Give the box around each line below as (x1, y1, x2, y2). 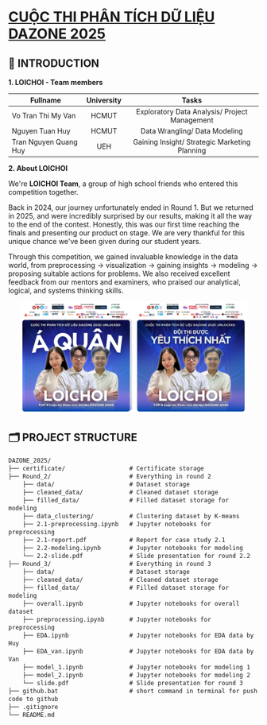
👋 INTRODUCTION (8, 56, 99, 70)
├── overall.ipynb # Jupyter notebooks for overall (22, 600, 240, 608)
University (86, 95, 122, 105)
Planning (177, 145, 207, 155)
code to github (8, 696, 59, 704)
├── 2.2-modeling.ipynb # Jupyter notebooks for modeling (22, 545, 244, 552)
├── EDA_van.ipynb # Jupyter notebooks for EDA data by (22, 648, 254, 656)
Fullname (30, 95, 62, 105)
